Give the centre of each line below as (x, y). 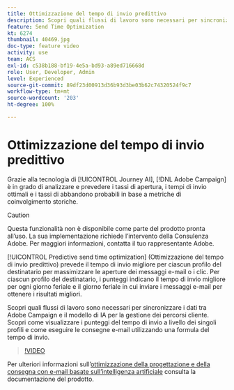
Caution (18, 215)
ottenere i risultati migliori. (45, 294)
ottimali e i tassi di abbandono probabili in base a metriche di (94, 194)
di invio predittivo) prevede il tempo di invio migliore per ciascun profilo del (114, 264)
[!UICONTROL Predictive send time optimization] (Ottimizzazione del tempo (116, 257)
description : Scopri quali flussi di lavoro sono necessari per (102, 20)
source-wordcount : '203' (43, 98)
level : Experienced (36, 78)
